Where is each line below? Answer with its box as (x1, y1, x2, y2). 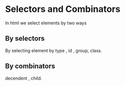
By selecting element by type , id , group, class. (5, 47, 103, 53)
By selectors (5, 34, 45, 43)
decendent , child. (5, 75, 42, 81)
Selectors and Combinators (5, 3, 121, 15)
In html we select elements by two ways (5, 20, 87, 26)
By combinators (5, 62, 56, 71)
